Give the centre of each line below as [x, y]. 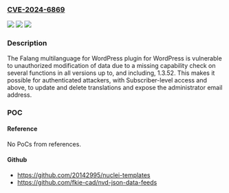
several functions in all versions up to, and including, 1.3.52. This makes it [111, 73]
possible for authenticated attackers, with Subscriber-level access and [107, 80]
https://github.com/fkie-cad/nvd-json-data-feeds [87, 182]
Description [27, 43]
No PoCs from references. [44, 144]
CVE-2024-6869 [36, 10]
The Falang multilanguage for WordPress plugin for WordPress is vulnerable [115, 58]
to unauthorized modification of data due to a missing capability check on [111, 65]
